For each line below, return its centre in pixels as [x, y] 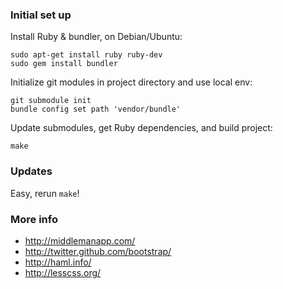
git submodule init [51, 101]
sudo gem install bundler [64, 64]
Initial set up [41, 15]
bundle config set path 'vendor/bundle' [96, 109]
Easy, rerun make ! [45, 193]
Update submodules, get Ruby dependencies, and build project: [141, 128]
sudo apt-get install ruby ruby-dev [86, 55]
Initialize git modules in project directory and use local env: [131, 82]
